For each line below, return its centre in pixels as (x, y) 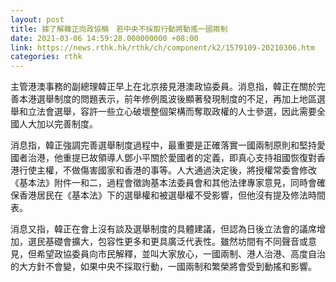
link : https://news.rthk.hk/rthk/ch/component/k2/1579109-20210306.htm (162, 47)
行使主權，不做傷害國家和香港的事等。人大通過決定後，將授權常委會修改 (167, 170)
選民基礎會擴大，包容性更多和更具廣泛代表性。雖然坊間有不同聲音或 (167, 242)
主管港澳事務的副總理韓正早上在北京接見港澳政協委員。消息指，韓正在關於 (163, 87)
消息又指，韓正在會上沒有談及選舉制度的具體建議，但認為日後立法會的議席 (163, 229)
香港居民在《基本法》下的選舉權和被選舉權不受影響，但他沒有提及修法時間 (172, 195)
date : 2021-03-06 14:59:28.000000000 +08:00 (104, 38)
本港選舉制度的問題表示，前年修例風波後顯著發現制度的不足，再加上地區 (167, 99)
